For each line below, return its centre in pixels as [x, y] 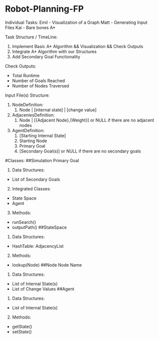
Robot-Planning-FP [44, 9]
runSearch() [24, 222]
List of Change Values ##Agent [43, 289]
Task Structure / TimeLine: [31, 37]
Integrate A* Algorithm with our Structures [54, 51]
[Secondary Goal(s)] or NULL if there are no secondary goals [80, 151]
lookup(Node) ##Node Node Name [47, 265]
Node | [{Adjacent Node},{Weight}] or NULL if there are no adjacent [87, 120]
